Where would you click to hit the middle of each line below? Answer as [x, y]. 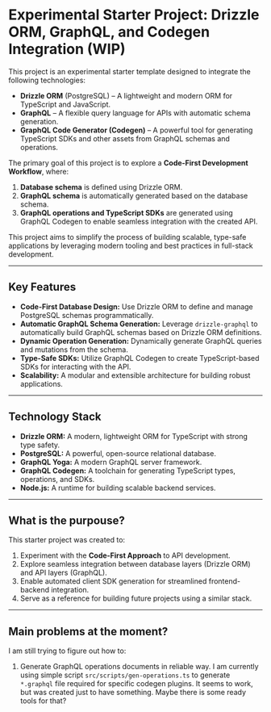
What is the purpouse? [67, 520]
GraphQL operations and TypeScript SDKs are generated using [127, 212]
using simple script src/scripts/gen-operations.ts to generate [125, 675]
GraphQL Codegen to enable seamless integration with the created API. [139, 221]
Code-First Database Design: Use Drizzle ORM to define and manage [137, 306]
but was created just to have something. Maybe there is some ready [133, 693]
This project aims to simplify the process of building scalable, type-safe [127, 237]
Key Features [42, 287]
